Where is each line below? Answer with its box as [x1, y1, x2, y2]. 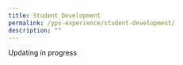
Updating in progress [8, 48, 78, 58]
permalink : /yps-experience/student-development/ [8, 19, 176, 27]
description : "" [8, 26, 62, 34]
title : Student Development [8, 11, 101, 20]
